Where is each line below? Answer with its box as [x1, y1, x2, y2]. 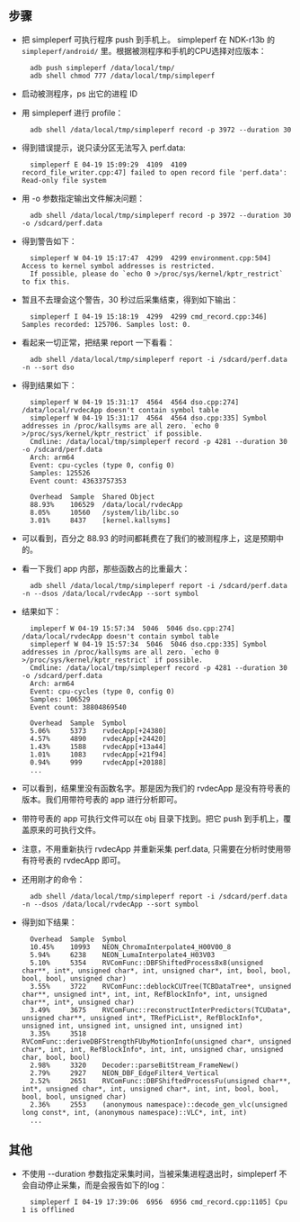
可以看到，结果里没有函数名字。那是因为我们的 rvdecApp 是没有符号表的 [21, 783, 291, 793]
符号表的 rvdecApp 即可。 [29, 855, 126, 865]
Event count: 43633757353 [30, 476, 127, 485]
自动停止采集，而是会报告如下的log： [29, 1179, 168, 1190]
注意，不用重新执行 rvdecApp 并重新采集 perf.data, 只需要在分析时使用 [21, 843, 284, 854]
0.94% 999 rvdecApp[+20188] [30, 757, 167, 767]
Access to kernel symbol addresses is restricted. [21, 261, 216, 270]
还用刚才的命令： [21, 874, 85, 884]
